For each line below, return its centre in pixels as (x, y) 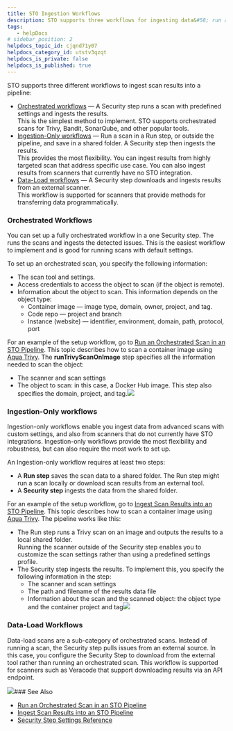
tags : (15, 26)
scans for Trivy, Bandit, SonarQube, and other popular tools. (103, 128)
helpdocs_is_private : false (48, 59)
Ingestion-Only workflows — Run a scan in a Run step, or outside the (116, 136)
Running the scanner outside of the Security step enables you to (109, 547)
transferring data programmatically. (68, 202)
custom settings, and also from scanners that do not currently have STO (110, 434)
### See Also (34, 691)
